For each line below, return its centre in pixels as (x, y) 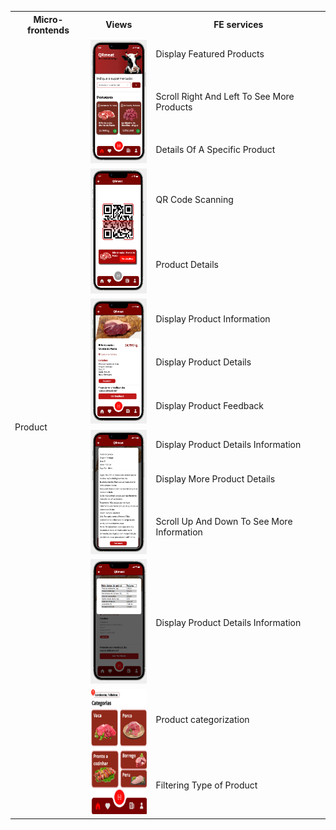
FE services (238, 24)
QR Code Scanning (194, 199)
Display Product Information (213, 318)
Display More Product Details (215, 479)
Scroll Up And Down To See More (224, 522)
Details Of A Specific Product (215, 150)
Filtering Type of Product (206, 785)
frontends (48, 30)
